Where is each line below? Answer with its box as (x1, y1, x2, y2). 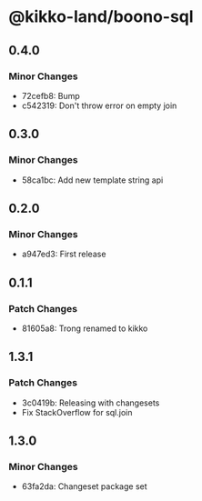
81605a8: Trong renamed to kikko (21, 323, 148, 334)
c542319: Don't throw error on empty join (21, 100, 177, 111)
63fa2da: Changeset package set (21, 481, 147, 492)
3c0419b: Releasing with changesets (21, 397, 160, 408)
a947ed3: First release (21, 248, 106, 260)
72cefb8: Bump (21, 90, 81, 101)
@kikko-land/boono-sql (8, 6, 194, 27)
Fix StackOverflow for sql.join (21, 406, 133, 417)
